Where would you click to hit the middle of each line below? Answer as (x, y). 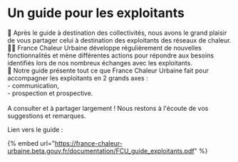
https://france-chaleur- (89, 143)
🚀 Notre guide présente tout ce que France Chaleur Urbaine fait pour (108, 70)
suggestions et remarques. (47, 116)
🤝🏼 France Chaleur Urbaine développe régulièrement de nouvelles (104, 48)
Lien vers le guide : (35, 129)
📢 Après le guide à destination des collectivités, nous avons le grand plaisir (117, 33)
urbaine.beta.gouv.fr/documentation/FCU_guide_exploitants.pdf (101, 151)
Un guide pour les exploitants (96, 13)
